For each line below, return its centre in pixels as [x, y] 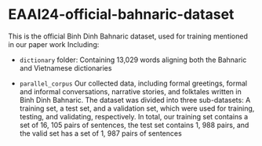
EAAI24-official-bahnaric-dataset [121, 15]
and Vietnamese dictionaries [65, 68]
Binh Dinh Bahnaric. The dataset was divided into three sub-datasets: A [135, 100]
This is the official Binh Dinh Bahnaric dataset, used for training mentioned [128, 36]
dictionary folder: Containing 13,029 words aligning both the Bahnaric [133, 60]
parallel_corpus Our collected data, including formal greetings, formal [133, 83]
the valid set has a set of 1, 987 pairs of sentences [100, 133]
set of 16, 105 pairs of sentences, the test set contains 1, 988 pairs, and [134, 125]
